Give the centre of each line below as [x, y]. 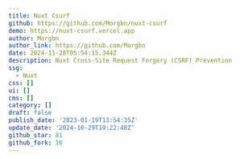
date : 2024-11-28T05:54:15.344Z [62, 53]
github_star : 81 [35, 135]
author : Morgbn [34, 38]
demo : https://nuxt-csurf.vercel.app [72, 31]
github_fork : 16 [35, 143]
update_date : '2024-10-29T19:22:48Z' [72, 128]
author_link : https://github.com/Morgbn [77, 46]
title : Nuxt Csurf [39, 16]
